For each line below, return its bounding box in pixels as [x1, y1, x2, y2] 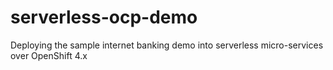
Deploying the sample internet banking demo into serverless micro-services [10, 39, 324, 51]
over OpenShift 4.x [10, 49, 88, 61]
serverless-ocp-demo [10, 6, 198, 29]
